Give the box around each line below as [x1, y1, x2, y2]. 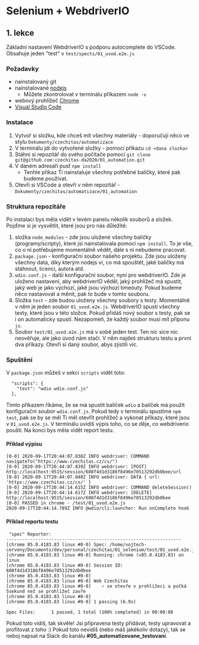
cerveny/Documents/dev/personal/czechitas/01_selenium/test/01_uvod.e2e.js [6, 546, 197, 553]
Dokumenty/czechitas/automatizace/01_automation [14, 188, 137, 194]
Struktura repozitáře [6, 202, 66, 210]
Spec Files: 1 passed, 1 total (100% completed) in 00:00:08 [6, 609, 174, 615]
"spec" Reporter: [8, 531, 52, 537]
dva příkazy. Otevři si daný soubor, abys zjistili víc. [14, 340, 138, 348]
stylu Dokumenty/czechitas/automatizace [14, 138, 114, 145]
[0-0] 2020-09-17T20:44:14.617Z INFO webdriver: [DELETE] [6, 490, 152, 496]
